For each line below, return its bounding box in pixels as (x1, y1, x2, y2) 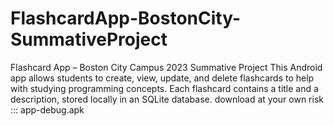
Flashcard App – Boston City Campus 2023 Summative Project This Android (10, 61, 323, 73)
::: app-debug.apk (10, 103, 85, 116)
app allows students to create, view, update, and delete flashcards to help (10, 72, 315, 84)
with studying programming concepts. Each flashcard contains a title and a (10, 82, 319, 94)
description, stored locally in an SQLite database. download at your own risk (10, 93, 324, 105)
